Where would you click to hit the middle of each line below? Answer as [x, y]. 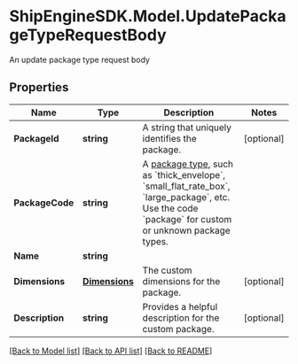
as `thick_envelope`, [184, 174]
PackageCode [44, 203]
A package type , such [188, 164]
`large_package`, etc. [186, 197]
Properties [39, 87]
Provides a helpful [180, 306]
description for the [181, 318]
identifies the [169, 138]
